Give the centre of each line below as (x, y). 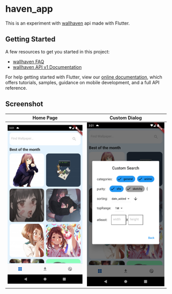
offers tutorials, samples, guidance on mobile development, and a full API (82, 82)
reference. (16, 88)
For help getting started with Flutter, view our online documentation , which (84, 77)
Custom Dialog (126, 118)
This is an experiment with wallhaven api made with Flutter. (68, 23)
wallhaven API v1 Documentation (47, 67)
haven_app (29, 9)
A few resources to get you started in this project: (58, 51)
